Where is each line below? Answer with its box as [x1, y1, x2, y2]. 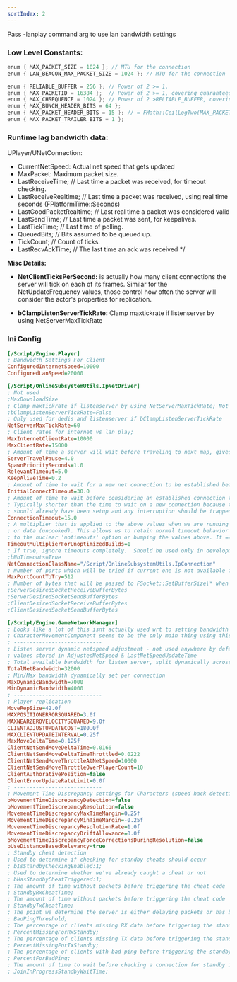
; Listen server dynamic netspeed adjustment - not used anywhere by [7, 646, 217, 653]
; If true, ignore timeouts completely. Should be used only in [7, 547, 203, 554]
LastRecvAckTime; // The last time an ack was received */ [17, 245, 186, 253]
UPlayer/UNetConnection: [7, 149, 83, 157]
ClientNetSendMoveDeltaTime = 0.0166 [7, 744, 112, 751]
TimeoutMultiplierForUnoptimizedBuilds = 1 [7, 541, 131, 548]
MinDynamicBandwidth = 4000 [7, 685, 83, 692]
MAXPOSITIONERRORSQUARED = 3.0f [7, 711, 97, 719]
